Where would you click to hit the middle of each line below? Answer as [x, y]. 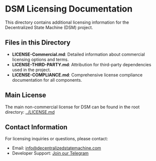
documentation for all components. [47, 80]
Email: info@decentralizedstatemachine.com [56, 148]
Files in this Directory [38, 43]
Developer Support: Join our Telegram [50, 153]
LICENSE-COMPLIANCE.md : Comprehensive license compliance [77, 75]
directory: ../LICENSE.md [30, 112]
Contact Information [36, 127]
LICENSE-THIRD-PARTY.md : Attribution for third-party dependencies [82, 64]
